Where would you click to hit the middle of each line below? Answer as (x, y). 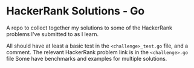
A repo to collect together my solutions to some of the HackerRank (89, 28)
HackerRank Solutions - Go (76, 11)
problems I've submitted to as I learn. (52, 34)
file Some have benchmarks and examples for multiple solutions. (87, 58)
